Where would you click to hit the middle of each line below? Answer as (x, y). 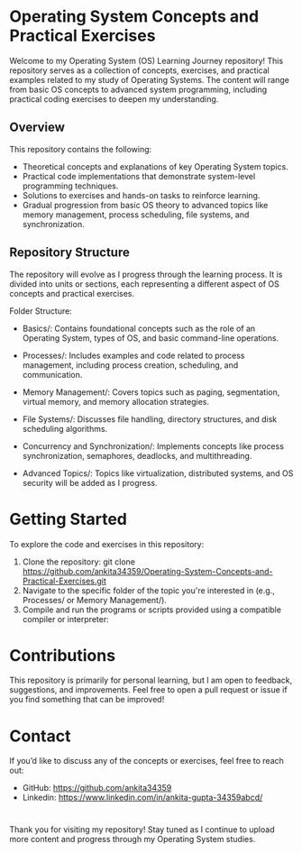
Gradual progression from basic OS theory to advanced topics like (145, 205)
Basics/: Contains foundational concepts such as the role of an (139, 328)
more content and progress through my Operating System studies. (133, 839)
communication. (52, 374)
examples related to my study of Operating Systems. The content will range (150, 79)
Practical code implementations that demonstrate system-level (139, 176)
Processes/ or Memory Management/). (94, 600)
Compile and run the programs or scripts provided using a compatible (152, 610)
